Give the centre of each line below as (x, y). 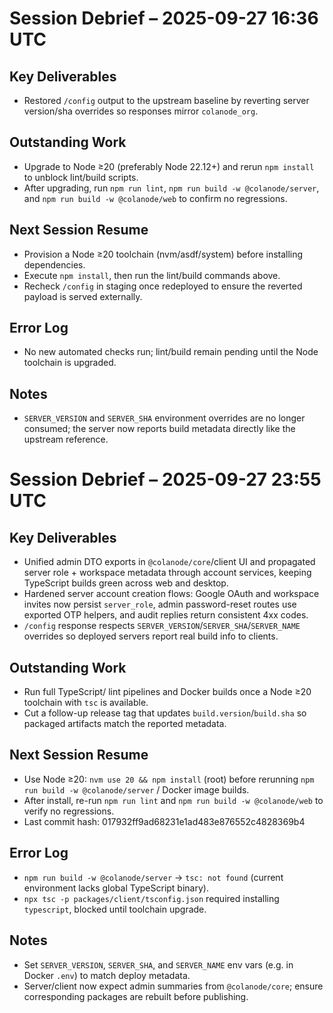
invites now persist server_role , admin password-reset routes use (160, 604)
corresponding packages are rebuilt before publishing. (136, 996)
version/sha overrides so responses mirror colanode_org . (141, 111)
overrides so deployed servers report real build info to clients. (151, 636)
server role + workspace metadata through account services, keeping (167, 573)
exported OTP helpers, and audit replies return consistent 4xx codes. (166, 615)
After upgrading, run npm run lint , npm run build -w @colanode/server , (171, 188)
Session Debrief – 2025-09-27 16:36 (164, 18)
